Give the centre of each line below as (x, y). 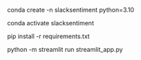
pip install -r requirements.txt (48, 36)
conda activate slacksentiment (51, 23)
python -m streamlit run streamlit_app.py (65, 49)
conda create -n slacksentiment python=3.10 (71, 10)
